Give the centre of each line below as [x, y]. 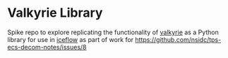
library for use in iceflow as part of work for [71, 39]
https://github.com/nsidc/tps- [178, 39]
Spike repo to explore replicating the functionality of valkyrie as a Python [113, 32]
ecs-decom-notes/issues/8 [47, 47]
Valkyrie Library [55, 13]
